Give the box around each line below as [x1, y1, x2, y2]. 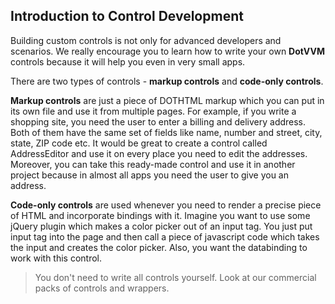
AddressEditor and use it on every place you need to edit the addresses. [10, 147, 308, 159]
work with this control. [10, 252, 103, 264]
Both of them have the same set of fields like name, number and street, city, [10, 126, 323, 138]
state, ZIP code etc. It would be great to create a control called [10, 137, 268, 149]
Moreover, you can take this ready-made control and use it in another [10, 158, 296, 170]
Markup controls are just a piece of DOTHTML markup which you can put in [10, 94, 325, 106]
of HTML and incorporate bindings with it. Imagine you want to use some [10, 209, 311, 221]
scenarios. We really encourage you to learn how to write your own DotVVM [10, 45, 326, 57]
